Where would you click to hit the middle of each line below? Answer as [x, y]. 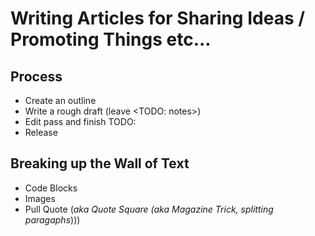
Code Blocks [51, 188]
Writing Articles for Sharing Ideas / [158, 18]
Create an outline [60, 100]
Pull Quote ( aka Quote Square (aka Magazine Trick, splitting [149, 209]
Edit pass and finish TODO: [80, 121]
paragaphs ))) [52, 219]
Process [36, 76]
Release [41, 132]
